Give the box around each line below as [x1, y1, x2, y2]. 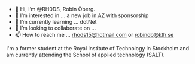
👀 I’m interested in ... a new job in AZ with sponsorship [14, 12, 149, 19]
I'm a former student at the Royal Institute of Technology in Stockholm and [6, 45, 190, 52]
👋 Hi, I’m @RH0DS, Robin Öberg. [14, 6, 96, 12]
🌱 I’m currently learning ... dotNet [14, 18, 97, 25]
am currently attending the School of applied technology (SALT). [6, 51, 165, 58]
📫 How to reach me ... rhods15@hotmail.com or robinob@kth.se [14, 31, 174, 38]
